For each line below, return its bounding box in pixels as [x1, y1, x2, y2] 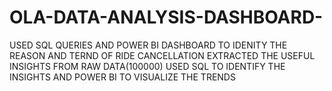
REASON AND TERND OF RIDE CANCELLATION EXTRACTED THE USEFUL [9, 49, 316, 61]
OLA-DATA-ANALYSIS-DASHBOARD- [9, 6, 324, 29]
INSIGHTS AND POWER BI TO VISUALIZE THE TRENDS [9, 71, 236, 83]
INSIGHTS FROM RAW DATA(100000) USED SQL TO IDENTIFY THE [9, 60, 286, 72]
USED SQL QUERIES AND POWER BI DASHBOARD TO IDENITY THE [9, 39, 288, 51]
